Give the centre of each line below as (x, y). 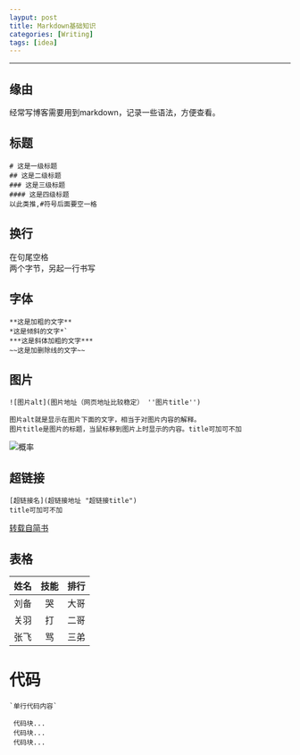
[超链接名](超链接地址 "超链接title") (73, 501)
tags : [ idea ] (33, 42)
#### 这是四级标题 (39, 194)
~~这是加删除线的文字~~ (47, 350)
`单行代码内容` (33, 706)
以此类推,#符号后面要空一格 (54, 204)
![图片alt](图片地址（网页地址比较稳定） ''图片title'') (105, 403)
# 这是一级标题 (33, 166)
